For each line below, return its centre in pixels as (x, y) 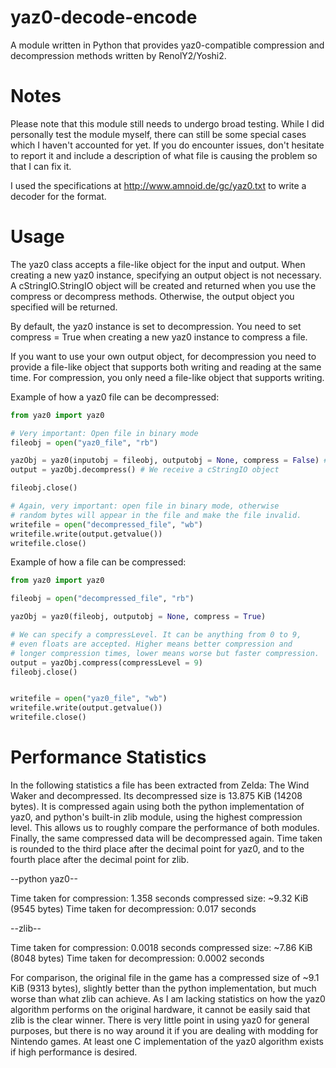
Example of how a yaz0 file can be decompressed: (115, 397)
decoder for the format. (58, 196)
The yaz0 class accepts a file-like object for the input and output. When (158, 264)
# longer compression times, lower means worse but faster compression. (165, 653)
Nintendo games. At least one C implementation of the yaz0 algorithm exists (167, 1041)
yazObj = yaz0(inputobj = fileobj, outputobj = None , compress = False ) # (169, 461)
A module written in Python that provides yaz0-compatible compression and (167, 45)
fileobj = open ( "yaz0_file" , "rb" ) (84, 442)
